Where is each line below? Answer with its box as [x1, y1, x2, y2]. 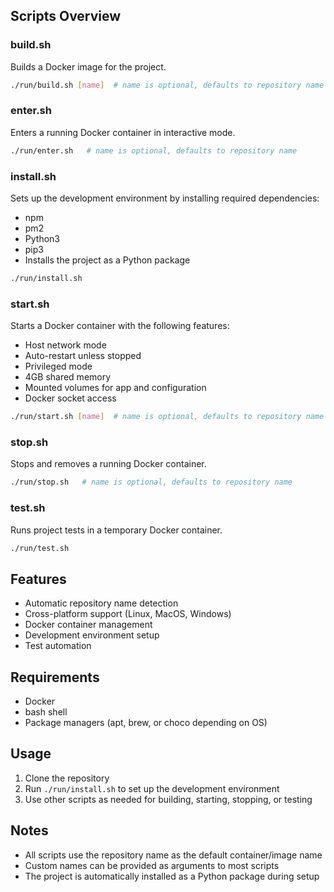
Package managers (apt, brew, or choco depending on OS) [24, 717, 268, 729]
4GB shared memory [24, 371, 112, 383]
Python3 [24, 233, 60, 245]
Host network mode [24, 339, 107, 351]
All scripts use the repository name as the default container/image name [24, 849, 323, 861]
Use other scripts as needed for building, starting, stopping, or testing [24, 793, 313, 805]
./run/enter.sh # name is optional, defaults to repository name [10, 145, 298, 156]
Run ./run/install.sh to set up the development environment [24, 782, 280, 794]
